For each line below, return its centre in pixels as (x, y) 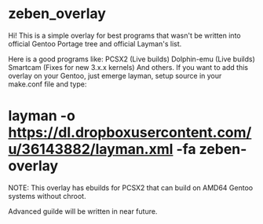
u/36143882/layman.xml (91, 149)
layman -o (42, 116)
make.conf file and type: (47, 84)
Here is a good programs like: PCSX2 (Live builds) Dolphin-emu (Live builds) (131, 59)
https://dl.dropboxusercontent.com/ (130, 132)
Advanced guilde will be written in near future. (83, 211)
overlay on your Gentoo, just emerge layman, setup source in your (115, 75)
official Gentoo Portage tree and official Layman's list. (95, 43)
